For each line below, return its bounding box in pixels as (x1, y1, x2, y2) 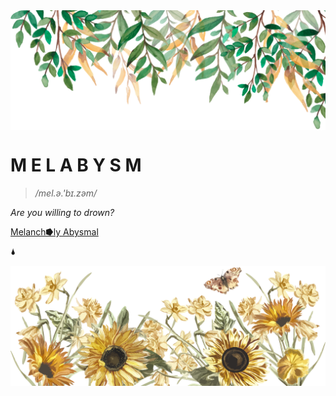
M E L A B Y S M (10, 154, 142, 177)
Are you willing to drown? (10, 206, 115, 218)
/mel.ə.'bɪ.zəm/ (34, 187, 98, 199)
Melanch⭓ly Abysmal (10, 225, 99, 238)
